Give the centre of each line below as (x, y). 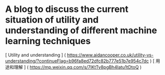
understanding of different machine (81, 30)
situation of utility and (52, 20)
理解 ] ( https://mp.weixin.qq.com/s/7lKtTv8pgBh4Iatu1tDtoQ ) (78, 67)
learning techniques (48, 41)
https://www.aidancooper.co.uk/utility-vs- (110, 55)
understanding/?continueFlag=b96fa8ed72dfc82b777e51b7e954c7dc (77, 60)
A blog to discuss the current (67, 9)
